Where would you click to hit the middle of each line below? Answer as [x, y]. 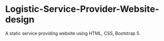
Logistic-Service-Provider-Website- [82, 9]
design [20, 20]
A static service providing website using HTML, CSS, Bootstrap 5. [73, 33]
